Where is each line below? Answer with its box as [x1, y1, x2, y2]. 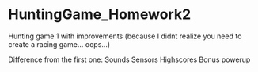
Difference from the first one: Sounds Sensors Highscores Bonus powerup [8, 55, 251, 64]
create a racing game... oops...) [8, 39, 111, 49]
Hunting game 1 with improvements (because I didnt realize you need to [8, 31, 242, 41]
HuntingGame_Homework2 [8, 5, 192, 23]
